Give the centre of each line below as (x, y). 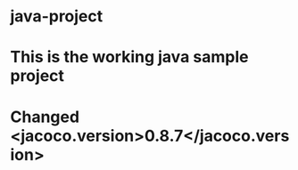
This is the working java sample (129, 57)
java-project (57, 16)
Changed (45, 117)
